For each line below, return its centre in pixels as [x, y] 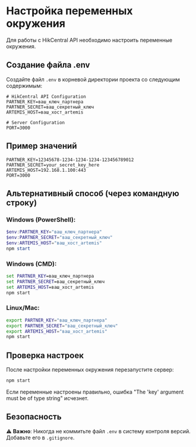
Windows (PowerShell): [41, 219]
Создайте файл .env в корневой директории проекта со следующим [93, 79]
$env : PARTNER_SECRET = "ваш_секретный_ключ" [59, 238]
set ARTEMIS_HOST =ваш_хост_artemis [50, 287]
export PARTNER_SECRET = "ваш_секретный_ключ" [62, 326]
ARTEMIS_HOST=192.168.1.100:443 [46, 170]
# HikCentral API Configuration [46, 96]
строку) [22, 202]
